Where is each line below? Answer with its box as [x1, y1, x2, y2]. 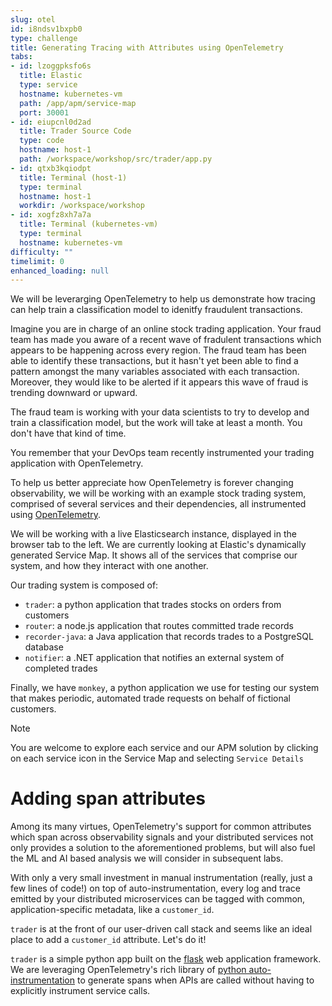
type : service [19, 80, 78, 90]
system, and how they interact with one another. [10, 560, 209, 572]
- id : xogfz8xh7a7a [10, 210, 92, 220]
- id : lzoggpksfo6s [10, 61, 92, 71]
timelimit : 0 [10, 256, 65, 266]
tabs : [10, 52, 33, 62]
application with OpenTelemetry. [10, 457, 144, 470]
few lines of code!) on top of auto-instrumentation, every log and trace [10, 882, 301, 895]
